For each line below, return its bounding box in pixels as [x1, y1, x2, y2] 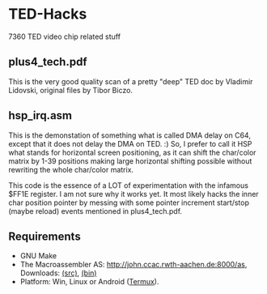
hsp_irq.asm [8, 109, 73, 122]
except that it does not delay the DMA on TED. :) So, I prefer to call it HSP [8, 138, 252, 148]
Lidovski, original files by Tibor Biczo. [8, 85, 133, 95]
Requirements [8, 229, 81, 243]
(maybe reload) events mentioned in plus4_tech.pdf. [8, 206, 183, 215]
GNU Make [19, 251, 57, 261]
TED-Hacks [8, 5, 87, 23]
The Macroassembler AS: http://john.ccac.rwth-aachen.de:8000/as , [19, 260, 248, 270]
